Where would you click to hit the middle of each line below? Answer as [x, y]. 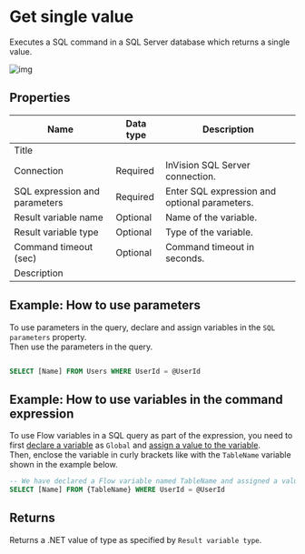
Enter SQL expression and [221, 191]
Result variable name [59, 217]
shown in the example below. [64, 465]
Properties [40, 98]
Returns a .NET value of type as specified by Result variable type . [136, 539]
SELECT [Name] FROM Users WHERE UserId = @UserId [105, 371]
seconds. [185, 258]
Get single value [72, 17]
